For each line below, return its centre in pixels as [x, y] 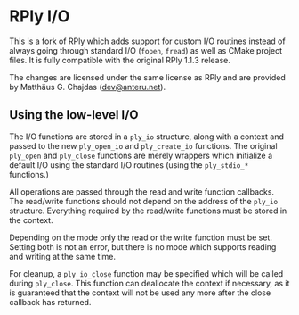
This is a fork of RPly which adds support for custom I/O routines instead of [148, 41]
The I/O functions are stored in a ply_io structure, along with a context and [147, 137]
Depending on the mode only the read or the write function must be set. [141, 237]
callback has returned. [50, 302]
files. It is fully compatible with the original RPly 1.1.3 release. [120, 60]
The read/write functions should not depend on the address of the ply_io [144, 201]
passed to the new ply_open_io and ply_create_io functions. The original [143, 145]
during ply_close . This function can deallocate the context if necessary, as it [149, 283]
